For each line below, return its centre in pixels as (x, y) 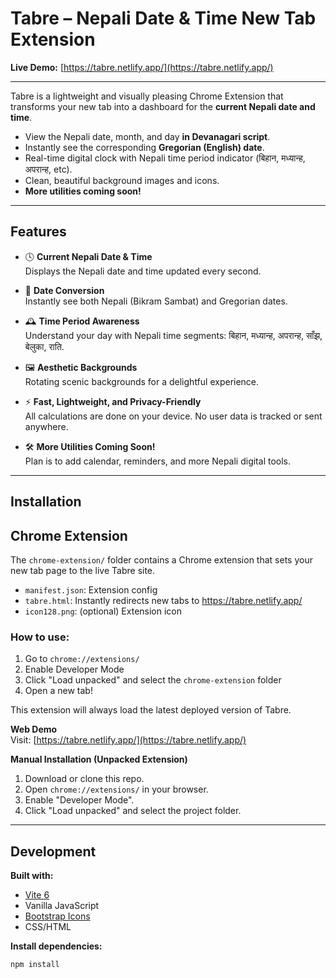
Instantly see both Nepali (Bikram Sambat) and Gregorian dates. (156, 301)
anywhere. (46, 426)
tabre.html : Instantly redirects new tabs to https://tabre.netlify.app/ (163, 600)
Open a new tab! (58, 691)
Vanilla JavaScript (62, 906)
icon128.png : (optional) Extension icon (103, 611)
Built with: (32, 876)
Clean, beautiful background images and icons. (122, 180)
